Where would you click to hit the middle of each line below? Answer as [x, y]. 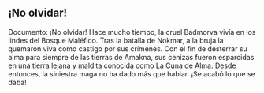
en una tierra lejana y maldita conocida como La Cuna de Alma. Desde [122, 65]
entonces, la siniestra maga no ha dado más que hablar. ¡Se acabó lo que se [132, 73]
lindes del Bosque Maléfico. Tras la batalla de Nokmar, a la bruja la [116, 40]
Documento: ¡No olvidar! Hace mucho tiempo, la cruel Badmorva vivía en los [132, 32]
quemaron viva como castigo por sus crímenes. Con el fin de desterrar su [128, 48]
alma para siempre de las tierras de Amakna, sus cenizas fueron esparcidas [131, 57]
